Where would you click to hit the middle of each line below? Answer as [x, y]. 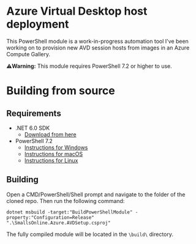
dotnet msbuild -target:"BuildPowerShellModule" [70, 212]
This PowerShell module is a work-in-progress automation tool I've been [97, 41]
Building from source [61, 91]
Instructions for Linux [51, 160]
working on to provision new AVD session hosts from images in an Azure [98, 48]
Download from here [50, 134]
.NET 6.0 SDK [32, 128]
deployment [38, 24]
